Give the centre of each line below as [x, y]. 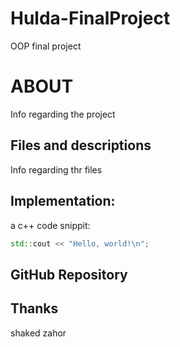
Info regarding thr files [56, 169]
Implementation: [63, 201]
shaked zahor [38, 333]
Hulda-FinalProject [90, 18]
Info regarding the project [63, 114]
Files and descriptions [81, 145]
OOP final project [46, 46]
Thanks [34, 308]
